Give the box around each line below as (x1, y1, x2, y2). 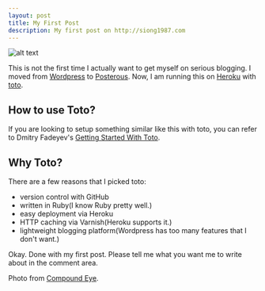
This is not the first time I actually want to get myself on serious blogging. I (8, 63, 252, 73)
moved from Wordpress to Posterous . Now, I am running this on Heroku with (8, 72, 257, 82)
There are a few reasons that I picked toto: (8, 177, 146, 186)
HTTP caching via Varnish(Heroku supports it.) (19, 217, 172, 227)
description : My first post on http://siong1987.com (8, 26, 186, 34)
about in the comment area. (8, 258, 99, 267)
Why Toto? (8, 155, 63, 169)
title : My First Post (8, 19, 80, 27)
